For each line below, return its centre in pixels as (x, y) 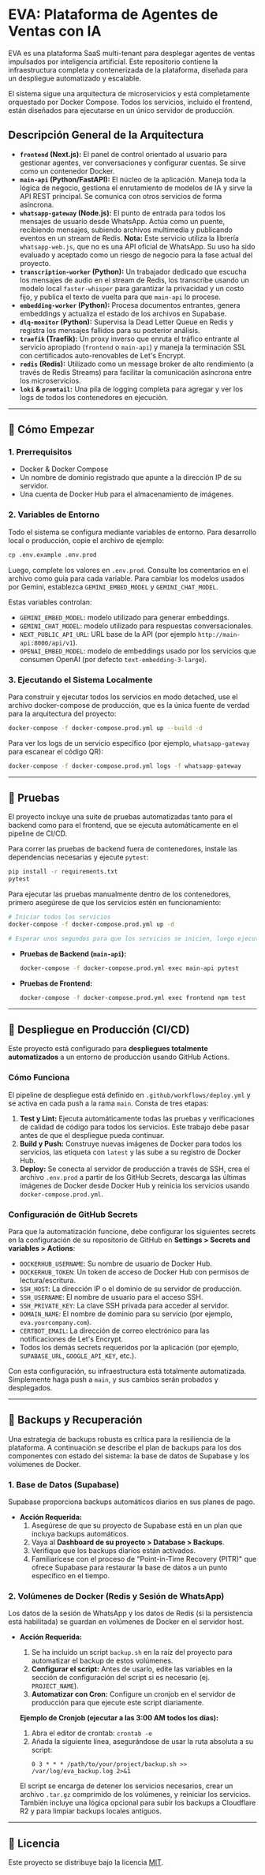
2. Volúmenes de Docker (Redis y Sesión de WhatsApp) (116, 1596)
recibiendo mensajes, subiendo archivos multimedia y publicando (126, 230)
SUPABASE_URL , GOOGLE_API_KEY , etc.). (78, 1356)
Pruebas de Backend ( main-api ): (73, 953)
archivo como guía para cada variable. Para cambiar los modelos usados (126, 578)
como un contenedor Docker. (67, 170)
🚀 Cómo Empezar (51, 430)
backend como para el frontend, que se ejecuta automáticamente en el (123, 825)
